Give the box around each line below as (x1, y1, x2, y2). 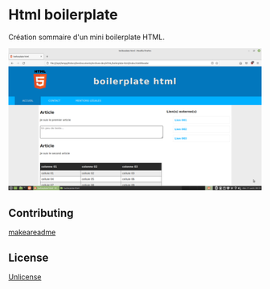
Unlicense (8, 272, 42, 282)
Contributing (8, 206, 74, 220)
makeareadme (8, 227, 56, 238)
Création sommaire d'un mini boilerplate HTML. (8, 32, 166, 42)
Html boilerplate (8, 6, 118, 24)
